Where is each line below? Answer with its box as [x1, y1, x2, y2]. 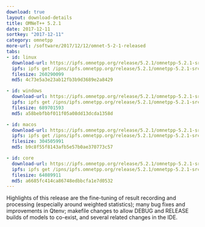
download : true [6, 9, 45, 15]
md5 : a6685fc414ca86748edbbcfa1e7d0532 [12, 178, 113, 184]
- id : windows [6, 88, 43, 94]
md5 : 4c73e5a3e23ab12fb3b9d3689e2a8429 [12, 77, 113, 83]
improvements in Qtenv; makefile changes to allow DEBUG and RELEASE [6, 208, 189, 215]
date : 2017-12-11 [6, 26, 51, 32]
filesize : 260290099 [12, 71, 64, 77]
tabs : [6, 49, 20, 55]
